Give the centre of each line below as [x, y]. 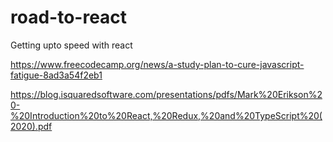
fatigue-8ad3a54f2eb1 [56, 75]
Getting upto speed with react [71, 45]
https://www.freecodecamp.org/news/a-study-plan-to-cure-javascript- [157, 64]
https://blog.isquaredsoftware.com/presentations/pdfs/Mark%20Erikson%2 [166, 94]
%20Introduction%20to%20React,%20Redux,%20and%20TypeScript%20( [166, 115]
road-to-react [69, 17]
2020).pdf [31, 126]
